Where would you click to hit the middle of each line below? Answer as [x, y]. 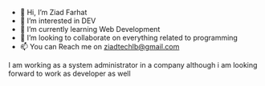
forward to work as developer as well [69, 73]
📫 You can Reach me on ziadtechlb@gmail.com [100, 47]
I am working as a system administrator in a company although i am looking [133, 65]
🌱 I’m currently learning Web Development [90, 29]
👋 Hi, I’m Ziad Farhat [53, 12]
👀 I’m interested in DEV [58, 21]
